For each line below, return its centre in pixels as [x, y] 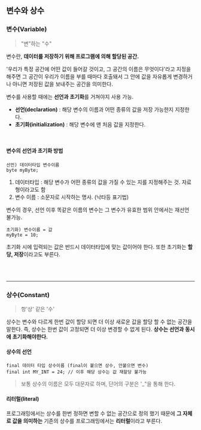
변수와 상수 [25, 11]
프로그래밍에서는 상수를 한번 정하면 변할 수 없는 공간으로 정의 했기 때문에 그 [94, 413]
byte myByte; [22, 170]
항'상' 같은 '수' [38, 309]
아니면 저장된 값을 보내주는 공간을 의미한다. [63, 84]
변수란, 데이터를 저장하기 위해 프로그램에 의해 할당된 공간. [73, 56]
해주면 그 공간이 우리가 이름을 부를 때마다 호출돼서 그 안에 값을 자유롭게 [89, 76]
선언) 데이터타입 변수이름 [33, 165]
